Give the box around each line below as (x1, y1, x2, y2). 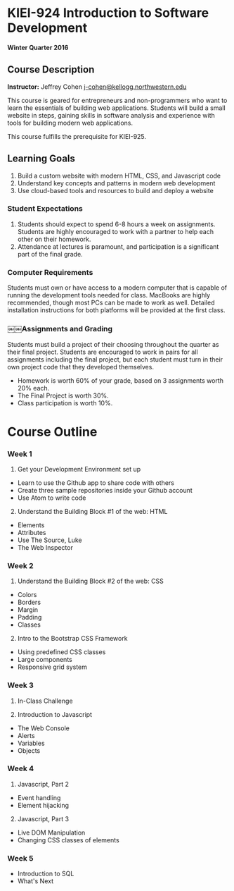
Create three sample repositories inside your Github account (17, 486, 193, 494)
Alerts (17, 731, 35, 739)
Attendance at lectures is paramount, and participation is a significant (17, 242, 219, 251)
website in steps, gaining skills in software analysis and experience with (7, 111, 216, 119)
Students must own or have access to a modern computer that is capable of (7, 283, 227, 292)
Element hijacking (17, 801, 69, 809)
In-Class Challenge (17, 696, 73, 705)
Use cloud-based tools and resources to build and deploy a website (17, 186, 214, 195)
